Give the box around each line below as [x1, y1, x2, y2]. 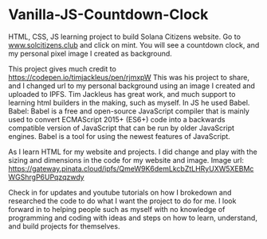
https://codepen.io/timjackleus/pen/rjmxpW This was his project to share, [8, 72, 249, 82]
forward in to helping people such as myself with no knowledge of [8, 204, 226, 214]
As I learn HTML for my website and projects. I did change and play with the [8, 147, 257, 156]
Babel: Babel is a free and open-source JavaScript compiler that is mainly [8, 106, 249, 116]
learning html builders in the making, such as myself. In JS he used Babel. [8, 98, 250, 107]
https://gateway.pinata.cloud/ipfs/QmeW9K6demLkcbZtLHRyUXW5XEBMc [8, 164, 254, 173]
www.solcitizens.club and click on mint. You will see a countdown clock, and [8, 40, 260, 49]
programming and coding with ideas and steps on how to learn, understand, [8, 213, 257, 222]
